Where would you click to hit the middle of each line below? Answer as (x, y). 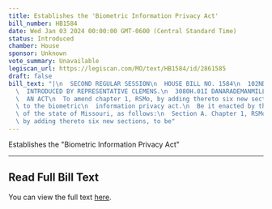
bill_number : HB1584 (43, 23)
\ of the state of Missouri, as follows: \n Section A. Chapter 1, (132, 114)
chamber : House (34, 46)
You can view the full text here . (60, 197)
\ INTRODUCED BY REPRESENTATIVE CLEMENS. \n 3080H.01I (112, 91)
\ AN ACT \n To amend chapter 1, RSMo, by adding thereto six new (132, 99)
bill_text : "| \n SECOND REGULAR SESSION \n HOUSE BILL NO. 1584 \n (125, 83)
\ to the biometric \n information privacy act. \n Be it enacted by (135, 106)
